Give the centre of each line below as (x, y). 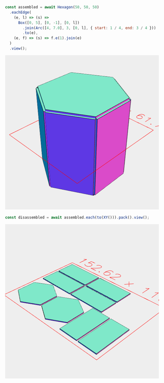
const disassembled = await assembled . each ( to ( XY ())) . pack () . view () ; (77, 217)
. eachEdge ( (20, 12)
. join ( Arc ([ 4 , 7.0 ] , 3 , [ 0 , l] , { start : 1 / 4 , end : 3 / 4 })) (89, 28)
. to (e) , (30, 33)
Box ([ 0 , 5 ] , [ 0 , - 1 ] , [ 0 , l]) (49, 23)
